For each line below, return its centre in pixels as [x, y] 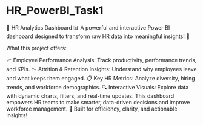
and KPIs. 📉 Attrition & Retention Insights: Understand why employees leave [101, 69]
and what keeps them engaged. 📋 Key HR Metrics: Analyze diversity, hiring [101, 78]
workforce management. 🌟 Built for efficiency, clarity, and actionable [92, 109]
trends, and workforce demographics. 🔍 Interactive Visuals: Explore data [98, 87]
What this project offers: [36, 48]
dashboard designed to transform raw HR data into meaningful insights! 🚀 [98, 36]
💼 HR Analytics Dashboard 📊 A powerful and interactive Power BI [88, 27]
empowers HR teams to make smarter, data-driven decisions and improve [98, 102]
